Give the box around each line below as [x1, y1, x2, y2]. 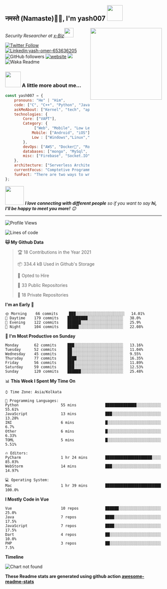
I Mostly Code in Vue [5, 496, 49, 502]
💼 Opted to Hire [17, 273, 50, 279]
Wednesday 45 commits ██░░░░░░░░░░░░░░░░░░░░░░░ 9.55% [5, 351, 141, 356]
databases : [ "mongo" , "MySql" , [23, 149, 88, 154]
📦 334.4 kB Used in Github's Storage [17, 261, 95, 267]
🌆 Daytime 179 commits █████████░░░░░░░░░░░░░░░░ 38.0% [5, 315, 141, 320]
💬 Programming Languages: [5, 398, 59, 403]
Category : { [23, 121, 48, 126]
